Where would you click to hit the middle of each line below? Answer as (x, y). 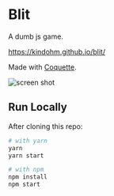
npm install (28, 177)
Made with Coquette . (42, 67)
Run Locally (38, 107)
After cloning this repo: (46, 126)
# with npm (26, 170)
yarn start (26, 156)
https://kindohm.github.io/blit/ (57, 51)
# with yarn (28, 141)
